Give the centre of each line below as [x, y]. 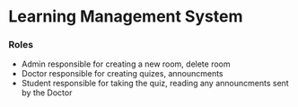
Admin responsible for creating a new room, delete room [126, 64]
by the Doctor [47, 93]
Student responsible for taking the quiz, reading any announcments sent [155, 84]
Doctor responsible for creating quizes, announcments [122, 74]
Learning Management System [126, 17]
